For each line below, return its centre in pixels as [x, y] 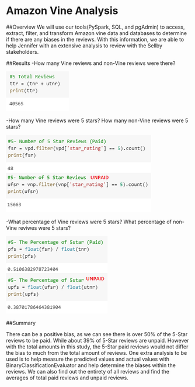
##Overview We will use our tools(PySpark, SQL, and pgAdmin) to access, [95, 27]
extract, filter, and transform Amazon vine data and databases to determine [97, 33]
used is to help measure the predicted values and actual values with [88, 359]
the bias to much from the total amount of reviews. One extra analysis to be [97, 353]
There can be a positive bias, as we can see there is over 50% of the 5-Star [97, 334]
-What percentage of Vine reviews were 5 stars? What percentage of [89, 222]
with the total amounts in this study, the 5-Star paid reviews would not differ [97, 347]
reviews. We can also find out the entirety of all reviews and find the [88, 371]
